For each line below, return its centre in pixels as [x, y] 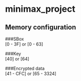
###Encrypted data [25, 68]
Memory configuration [41, 27]
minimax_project [40, 9]
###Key [13, 54]
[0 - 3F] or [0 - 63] [24, 44]
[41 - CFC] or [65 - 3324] [31, 74]
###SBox [15, 39]
